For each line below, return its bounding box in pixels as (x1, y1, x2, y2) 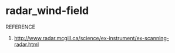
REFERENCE (5, 23, 36, 30)
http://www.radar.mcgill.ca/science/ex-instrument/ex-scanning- (14, 34, 170, 41)
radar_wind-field (5, 4, 89, 17)
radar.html (14, 41, 39, 48)
